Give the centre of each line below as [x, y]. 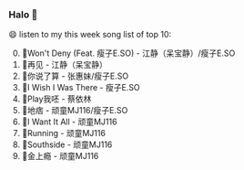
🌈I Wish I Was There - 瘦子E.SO [81, 88]
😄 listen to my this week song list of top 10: [90, 35]
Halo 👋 [23, 15]
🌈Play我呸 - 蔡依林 [56, 99]
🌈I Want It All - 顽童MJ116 [69, 122]
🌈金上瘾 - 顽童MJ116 [60, 156]
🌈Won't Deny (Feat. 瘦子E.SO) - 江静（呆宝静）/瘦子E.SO [128, 53]
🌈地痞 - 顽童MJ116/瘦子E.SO [75, 111]
